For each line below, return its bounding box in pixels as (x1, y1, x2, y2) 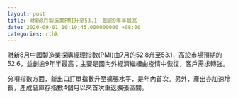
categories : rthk (7, 30, 59, 38)
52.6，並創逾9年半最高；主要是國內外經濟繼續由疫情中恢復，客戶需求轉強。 (7, 60, 229, 68)
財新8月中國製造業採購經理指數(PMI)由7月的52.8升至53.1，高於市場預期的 (7, 50, 222, 59)
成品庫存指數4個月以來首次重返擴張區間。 (25, 83, 149, 92)
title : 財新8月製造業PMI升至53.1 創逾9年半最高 (7, 17, 137, 24)
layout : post (7, 10, 46, 18)
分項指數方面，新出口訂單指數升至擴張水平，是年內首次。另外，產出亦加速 (7, 75, 225, 83)
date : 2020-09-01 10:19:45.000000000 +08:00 (7, 23, 141, 31)
